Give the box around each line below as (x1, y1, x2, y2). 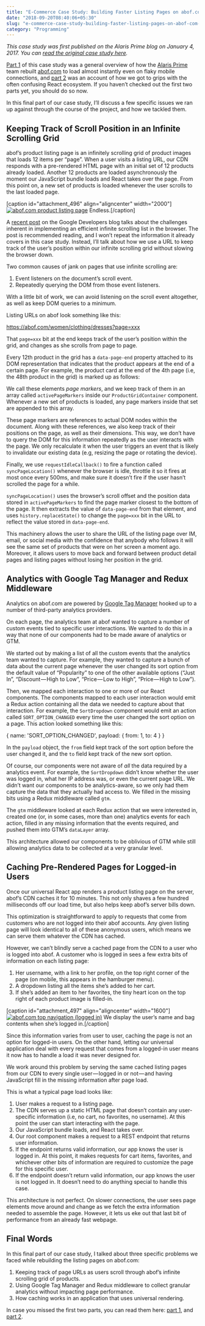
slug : (6, 20, 20, 26)
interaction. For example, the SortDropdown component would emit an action (6, 707, 196, 714)
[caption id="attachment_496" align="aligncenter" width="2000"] (6, 200, 172, 208)
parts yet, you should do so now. (6, 87, 88, 95)
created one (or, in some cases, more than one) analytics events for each (6, 813, 190, 820)
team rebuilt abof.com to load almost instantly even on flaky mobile (6, 68, 175, 75)
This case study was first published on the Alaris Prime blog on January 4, (6, 43, 195, 50)
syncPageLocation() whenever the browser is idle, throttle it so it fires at (6, 467, 186, 475)
